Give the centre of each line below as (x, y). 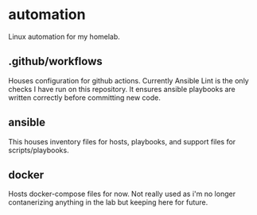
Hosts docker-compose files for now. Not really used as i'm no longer (122, 194)
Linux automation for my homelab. (64, 36)
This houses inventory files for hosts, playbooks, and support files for (122, 141)
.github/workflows (56, 61)
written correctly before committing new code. (85, 98)
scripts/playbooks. (39, 150)
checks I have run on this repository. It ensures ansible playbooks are (122, 89)
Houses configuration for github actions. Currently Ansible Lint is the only (128, 80)
